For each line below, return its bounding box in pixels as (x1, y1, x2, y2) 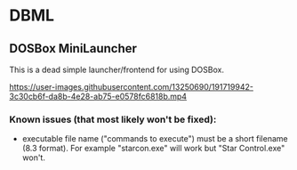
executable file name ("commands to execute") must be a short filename (21, 134, 288, 144)
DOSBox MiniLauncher (9, 41, 138, 56)
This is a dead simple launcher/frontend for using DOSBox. (9, 64, 225, 75)
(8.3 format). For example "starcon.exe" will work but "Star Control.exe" (21, 143, 285, 154)
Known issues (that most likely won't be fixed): (9, 113, 217, 125)
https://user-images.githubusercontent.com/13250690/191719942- (9, 82, 253, 92)
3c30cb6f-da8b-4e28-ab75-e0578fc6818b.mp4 (9, 91, 188, 101)
